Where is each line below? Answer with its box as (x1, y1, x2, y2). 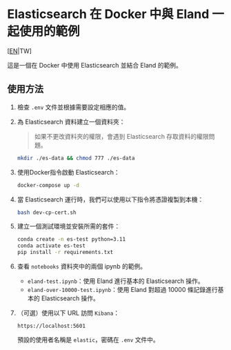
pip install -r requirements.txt (17, 249, 114, 256)
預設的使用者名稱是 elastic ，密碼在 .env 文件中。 (17, 336, 160, 344)
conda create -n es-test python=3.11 (17, 236, 126, 243)
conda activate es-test (17, 242, 86, 249)
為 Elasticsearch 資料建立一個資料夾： (17, 117, 125, 126)
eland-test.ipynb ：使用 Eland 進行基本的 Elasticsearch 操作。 (27, 277, 205, 285)
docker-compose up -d (17, 182, 79, 188)
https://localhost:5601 (17, 322, 86, 329)
